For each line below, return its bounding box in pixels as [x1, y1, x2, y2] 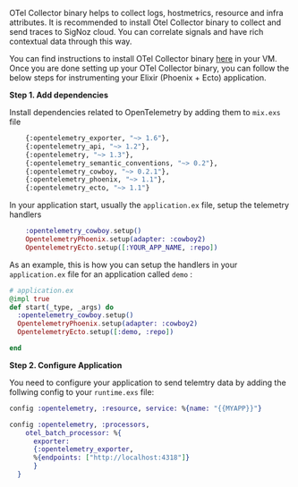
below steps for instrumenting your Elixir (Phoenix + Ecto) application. [9, 72, 267, 83]
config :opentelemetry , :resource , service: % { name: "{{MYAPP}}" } [9, 404, 262, 413]
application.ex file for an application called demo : [9, 268, 193, 280]
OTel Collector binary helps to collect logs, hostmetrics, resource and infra [9, 8, 284, 18]
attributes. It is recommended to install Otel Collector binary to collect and [9, 17, 282, 28]
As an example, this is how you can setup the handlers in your [9, 259, 238, 270]
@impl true [9, 294, 50, 303]
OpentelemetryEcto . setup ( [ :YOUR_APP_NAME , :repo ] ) [25, 243, 218, 252]
